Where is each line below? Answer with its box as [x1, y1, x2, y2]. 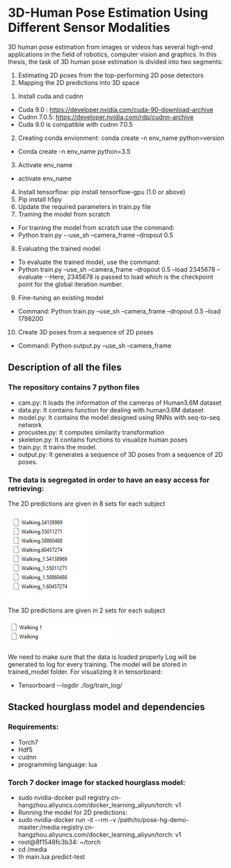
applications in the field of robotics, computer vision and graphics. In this [8, 50, 217, 59]
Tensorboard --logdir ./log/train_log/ [17, 681, 122, 689]
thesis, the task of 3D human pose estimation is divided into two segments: [8, 57, 223, 65]
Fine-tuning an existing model [17, 293, 104, 302]
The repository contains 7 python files [8, 382, 140, 392]
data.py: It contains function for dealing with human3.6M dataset [17, 405, 204, 414]
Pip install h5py [17, 195, 62, 203]
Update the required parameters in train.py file [17, 202, 152, 210]
